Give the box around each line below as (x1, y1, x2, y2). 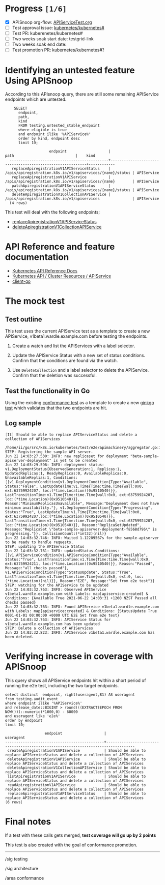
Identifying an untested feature (5, 64, 135, 76)
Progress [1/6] (5, 3, 67, 14)
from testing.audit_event (5, 696, 58, 701)
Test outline (5, 315, 42, 324)
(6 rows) (5, 799, 23, 804)
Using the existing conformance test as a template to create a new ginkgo (5, 400, 155, 406)
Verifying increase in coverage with (5, 651, 153, 662)
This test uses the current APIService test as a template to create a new (5, 328, 150, 334)
